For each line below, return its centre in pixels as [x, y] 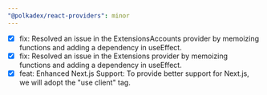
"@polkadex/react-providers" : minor [69, 16]
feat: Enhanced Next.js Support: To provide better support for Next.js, [134, 73]
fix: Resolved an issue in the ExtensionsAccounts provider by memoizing [139, 38]
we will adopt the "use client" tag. [75, 82]
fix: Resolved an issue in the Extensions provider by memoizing [123, 56]
